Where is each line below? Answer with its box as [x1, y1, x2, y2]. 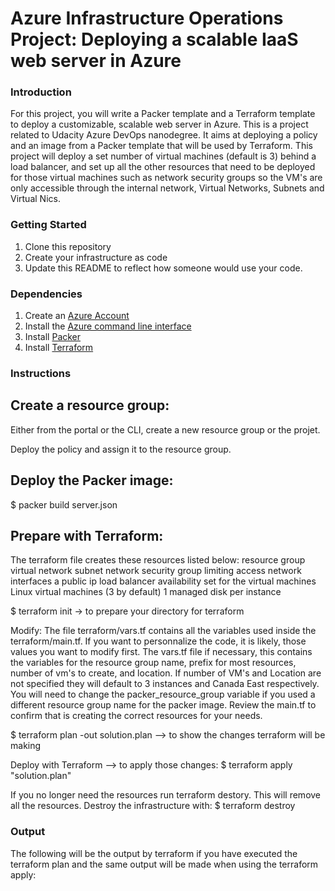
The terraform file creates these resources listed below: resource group [10, 554, 306, 566]
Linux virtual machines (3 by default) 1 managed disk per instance [10, 586, 282, 598]
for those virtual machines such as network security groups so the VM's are [10, 172, 323, 184]
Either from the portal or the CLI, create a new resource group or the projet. [10, 423, 321, 436]
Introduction [10, 85, 72, 99]
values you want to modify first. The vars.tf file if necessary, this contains [10, 646, 313, 658]
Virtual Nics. [10, 193, 61, 205]
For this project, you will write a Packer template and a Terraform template [10, 108, 316, 120]
